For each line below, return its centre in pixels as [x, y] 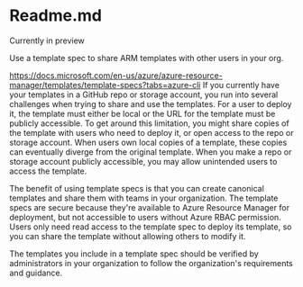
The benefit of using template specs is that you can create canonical [137, 188]
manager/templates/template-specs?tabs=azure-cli [105, 85]
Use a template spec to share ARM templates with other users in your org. [147, 58]
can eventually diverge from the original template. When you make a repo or [151, 152]
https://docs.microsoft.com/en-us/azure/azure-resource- [116, 75]
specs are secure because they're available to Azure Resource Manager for [150, 207]
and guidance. [36, 273]
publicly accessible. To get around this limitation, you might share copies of [150, 123]
